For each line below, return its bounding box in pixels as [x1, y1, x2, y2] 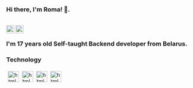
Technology [6, 56, 42, 64]
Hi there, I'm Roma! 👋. [6, 5, 70, 14]
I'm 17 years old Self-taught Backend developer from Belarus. [6, 40, 188, 48]
